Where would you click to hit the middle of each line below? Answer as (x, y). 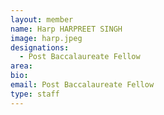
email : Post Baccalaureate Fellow (82, 85)
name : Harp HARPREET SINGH (66, 29)
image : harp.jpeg (46, 38)
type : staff (35, 94)
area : (21, 66)
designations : (40, 47)
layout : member (42, 19)
